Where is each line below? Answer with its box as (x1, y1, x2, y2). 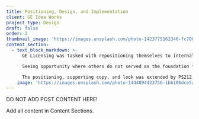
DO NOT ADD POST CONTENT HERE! (6, 96, 98, 103)
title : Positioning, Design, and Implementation (6, 8, 129, 15)
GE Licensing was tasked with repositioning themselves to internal (21, 53, 195, 59)
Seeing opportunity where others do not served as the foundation (21, 63, 190, 69)
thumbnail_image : (6, 36, 49, 42)
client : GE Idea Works (6, 14, 62, 20)
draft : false (6, 25, 38, 31)
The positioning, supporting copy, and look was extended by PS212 (21, 74, 192, 80)
